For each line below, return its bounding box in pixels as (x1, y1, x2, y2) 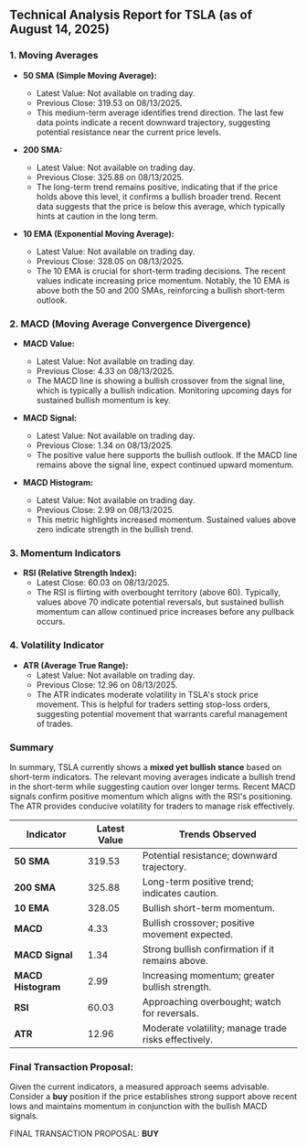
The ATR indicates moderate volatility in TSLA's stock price (36, 689, 259, 700)
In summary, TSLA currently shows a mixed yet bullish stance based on (9, 761, 282, 772)
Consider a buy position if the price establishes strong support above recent (9, 1091, 298, 1102)
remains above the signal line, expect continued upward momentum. (36, 459, 294, 470)
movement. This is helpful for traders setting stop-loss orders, (36, 699, 270, 710)
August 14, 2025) (9, 22, 111, 37)
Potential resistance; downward (142, 849, 278, 862)
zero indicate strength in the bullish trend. (36, 523, 194, 534)
